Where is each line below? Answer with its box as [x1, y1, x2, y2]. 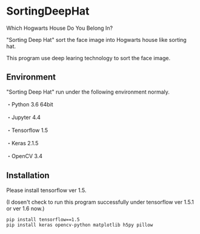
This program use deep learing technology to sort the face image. [6, 54, 171, 61]
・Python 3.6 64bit [6, 100, 53, 108]
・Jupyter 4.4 [6, 114, 41, 121]
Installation [6, 170, 50, 181]
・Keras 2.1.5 [6, 139, 39, 146]
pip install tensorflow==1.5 [6, 216, 80, 222]
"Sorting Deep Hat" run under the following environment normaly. [6, 88, 170, 95]
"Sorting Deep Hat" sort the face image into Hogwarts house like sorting [6, 36, 187, 43]
